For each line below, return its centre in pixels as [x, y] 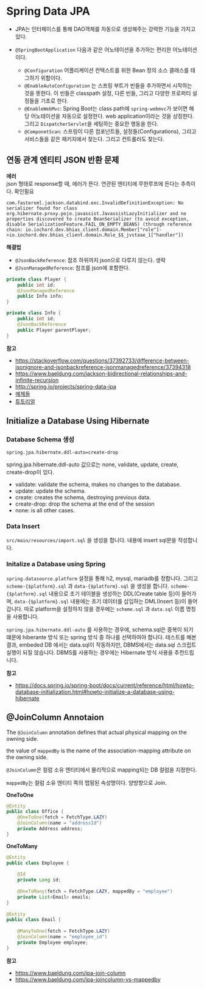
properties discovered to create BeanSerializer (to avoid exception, [98, 219]
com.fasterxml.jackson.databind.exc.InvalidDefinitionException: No [95, 203]
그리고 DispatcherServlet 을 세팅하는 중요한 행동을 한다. [91, 123]
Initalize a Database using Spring [56, 564]
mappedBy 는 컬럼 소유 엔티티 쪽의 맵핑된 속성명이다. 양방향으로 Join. [87, 782]
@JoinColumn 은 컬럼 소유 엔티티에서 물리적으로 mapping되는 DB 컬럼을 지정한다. [102, 770]
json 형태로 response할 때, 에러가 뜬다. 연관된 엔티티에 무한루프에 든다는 [93, 183]
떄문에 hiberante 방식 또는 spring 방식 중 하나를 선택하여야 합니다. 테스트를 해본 [101, 637]
